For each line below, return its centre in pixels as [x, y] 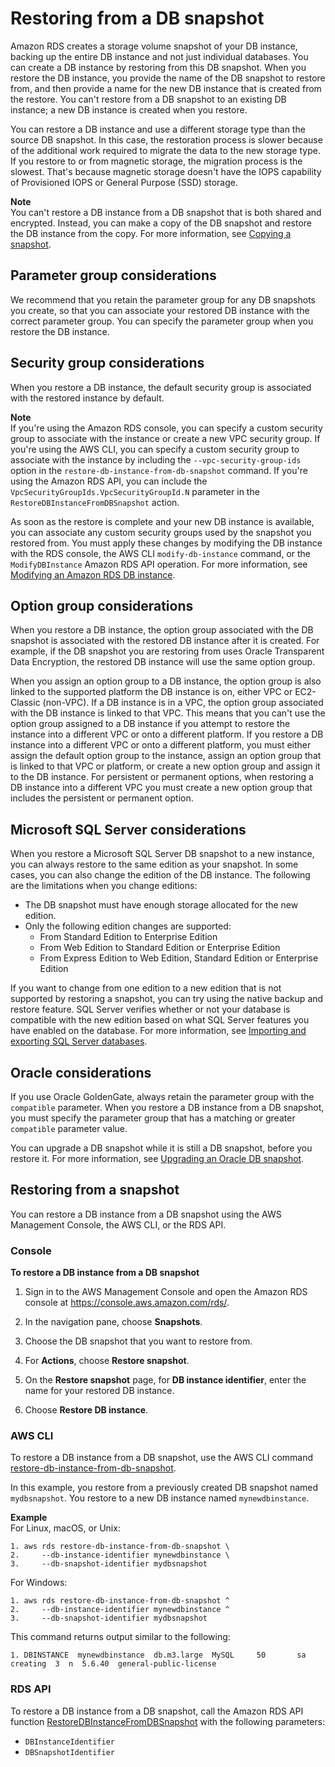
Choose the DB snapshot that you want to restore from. [138, 1341]
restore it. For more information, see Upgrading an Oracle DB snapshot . [157, 1158]
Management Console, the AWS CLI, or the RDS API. [118, 1224]
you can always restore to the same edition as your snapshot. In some [154, 864]
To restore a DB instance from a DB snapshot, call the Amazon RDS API [157, 1711]
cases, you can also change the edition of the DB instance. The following [160, 875]
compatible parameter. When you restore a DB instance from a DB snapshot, [167, 1107]
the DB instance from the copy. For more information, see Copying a [151, 233]
